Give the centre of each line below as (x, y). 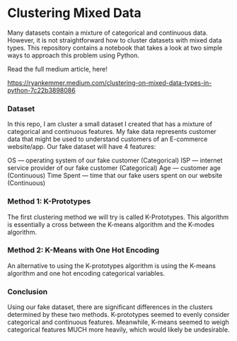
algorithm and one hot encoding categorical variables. (86, 273)
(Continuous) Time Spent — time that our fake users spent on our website (115, 176)
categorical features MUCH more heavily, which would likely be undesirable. (118, 330)
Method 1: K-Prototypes (49, 201)
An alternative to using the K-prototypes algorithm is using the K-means (111, 265)
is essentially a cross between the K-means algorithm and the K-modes (111, 224)
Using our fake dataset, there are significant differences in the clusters (110, 307)
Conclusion (28, 291)
